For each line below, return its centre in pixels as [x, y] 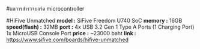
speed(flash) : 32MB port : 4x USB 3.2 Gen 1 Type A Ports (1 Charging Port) [100, 27]
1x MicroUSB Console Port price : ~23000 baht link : [71, 33]
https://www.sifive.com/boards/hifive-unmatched [68, 39]
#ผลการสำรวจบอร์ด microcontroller [45, 9]
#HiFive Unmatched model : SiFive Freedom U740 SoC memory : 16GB [94, 21]
